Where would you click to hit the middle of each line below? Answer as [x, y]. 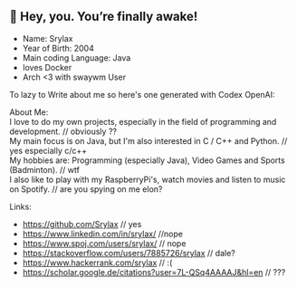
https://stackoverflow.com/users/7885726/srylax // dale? [129, 253]
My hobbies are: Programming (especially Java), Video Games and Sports [147, 160]
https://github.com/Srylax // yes [82, 224]
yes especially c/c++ [48, 150]
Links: [20, 206]
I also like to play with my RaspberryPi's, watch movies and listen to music [148, 179]
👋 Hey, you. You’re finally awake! [104, 17]
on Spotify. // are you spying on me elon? [86, 189]
